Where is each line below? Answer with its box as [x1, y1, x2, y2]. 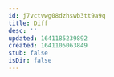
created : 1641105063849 [8, 42, 88, 50]
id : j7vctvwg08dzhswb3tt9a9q [8, 11, 106, 20]
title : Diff [8, 19, 48, 27]
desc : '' [8, 26, 38, 34]
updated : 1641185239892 [8, 34, 88, 43]
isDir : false [8, 57, 52, 65]
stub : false [8, 49, 48, 57]
